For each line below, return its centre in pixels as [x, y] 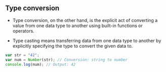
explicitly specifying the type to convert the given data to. [73, 46]
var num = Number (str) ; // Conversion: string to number [67, 59]
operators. [23, 31]
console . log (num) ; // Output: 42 [40, 64]
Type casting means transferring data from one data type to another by [87, 40]
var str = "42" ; [22, 55]
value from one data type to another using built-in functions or [78, 25]
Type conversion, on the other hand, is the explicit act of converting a [85, 20]
